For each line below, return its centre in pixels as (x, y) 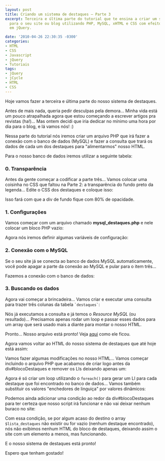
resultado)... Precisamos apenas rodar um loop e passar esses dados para (80, 319)
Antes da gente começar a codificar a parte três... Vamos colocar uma (76, 179)
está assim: (17, 349)
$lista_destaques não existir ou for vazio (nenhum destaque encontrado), (80, 423)
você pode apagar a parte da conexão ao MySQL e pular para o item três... (81, 266)
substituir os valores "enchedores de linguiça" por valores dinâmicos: (75, 389)
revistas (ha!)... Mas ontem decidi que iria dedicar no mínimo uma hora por (81, 121)
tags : (11, 69)
